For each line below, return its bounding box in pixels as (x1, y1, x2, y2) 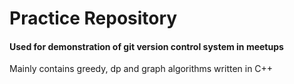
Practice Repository (9, 7, 178, 30)
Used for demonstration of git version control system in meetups (9, 40, 284, 52)
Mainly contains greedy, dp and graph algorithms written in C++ (9, 63, 274, 75)
